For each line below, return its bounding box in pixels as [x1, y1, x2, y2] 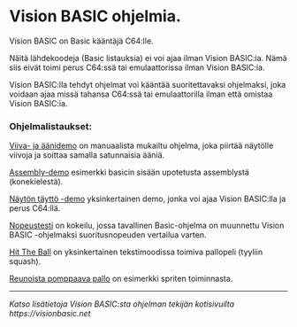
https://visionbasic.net [9, 308, 91, 319]
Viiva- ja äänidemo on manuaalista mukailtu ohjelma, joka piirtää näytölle [9, 140, 274, 152]
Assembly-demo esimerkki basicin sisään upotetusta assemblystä [9, 167, 249, 178]
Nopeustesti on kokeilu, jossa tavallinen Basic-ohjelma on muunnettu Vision [9, 220, 285, 231]
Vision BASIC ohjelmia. [9, 6, 181, 27]
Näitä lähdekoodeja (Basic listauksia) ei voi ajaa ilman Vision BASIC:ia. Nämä [9, 52, 287, 63]
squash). [9, 256, 42, 267]
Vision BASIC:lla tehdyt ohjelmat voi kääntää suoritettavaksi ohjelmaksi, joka [9, 79, 286, 90]
